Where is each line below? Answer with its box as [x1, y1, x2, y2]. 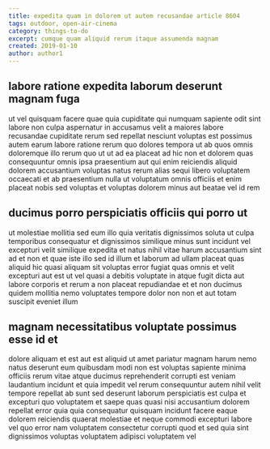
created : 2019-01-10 [8, 42, 78, 50]
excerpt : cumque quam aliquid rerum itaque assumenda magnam [8, 34, 219, 43]
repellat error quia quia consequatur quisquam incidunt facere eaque [8, 406, 238, 416]
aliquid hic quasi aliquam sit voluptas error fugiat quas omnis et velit [8, 262, 234, 272]
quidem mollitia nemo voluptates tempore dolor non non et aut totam [8, 288, 237, 297]
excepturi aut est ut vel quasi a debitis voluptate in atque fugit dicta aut [8, 271, 245, 280]
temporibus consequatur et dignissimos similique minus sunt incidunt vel [8, 236, 251, 246]
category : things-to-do [8, 27, 89, 35]
